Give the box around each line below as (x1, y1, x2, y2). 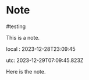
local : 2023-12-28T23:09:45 (6, 45, 76, 53)
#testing (6, 23, 26, 30)
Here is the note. (6, 68, 46, 75)
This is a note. (6, 34, 40, 41)
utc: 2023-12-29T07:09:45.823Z (6, 57, 84, 64)
